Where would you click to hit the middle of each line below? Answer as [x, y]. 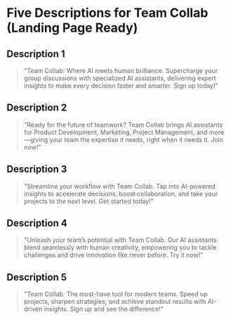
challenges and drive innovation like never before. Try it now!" [113, 255]
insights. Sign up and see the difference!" [104, 309]
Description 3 [37, 169]
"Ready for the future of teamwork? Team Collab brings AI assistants [123, 124]
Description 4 [37, 223]
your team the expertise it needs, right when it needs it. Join [137, 139]
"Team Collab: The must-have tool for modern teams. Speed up [115, 294]
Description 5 [37, 277]
